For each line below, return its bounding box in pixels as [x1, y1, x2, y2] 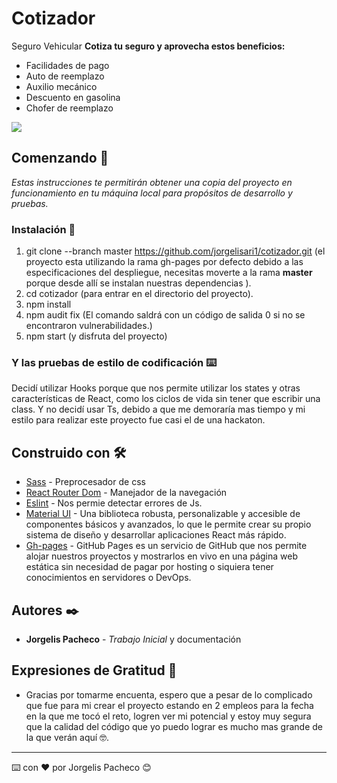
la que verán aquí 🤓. [25, 731, 110, 743]
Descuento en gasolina [25, 91, 121, 103]
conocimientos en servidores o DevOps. [25, 572, 192, 584]
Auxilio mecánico [25, 80, 98, 92]
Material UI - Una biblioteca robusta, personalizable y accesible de [25, 508, 301, 520]
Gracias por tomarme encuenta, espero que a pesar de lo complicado [25, 688, 313, 701]
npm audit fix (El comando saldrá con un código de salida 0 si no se [25, 309, 306, 321]
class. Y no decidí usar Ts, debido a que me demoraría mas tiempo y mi [11, 403, 306, 416]
